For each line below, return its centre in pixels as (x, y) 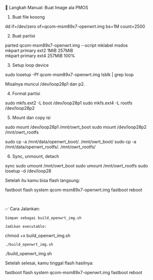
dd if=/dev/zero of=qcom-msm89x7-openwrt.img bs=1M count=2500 (75, 26)
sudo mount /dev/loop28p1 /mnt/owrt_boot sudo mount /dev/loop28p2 (76, 127)
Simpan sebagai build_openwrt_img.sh (43, 218)
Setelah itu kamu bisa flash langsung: (43, 180)
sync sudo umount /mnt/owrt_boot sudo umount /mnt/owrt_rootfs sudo (76, 166)
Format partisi (26, 93)
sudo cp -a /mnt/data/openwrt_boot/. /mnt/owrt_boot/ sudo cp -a (71, 142)
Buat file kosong (29, 17)
